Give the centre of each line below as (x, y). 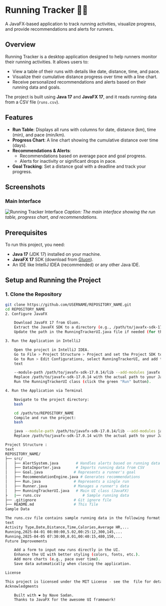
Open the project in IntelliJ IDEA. (52, 350)
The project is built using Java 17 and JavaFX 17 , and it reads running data (81, 96)
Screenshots (25, 187)
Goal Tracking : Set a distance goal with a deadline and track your (79, 166)
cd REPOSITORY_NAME (25, 309)
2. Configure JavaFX (26, 314)
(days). (20, 145)
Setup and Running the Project (53, 280)
